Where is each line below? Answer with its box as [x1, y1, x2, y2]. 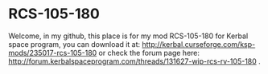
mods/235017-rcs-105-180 [8, 48, 97, 57]
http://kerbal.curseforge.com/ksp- [142, 39, 256, 49]
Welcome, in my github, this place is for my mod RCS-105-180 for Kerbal [8, 31, 249, 41]
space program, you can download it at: [8, 39, 141, 49]
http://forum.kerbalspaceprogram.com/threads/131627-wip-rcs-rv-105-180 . [8, 56, 262, 66]
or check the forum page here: [98, 48, 200, 57]
